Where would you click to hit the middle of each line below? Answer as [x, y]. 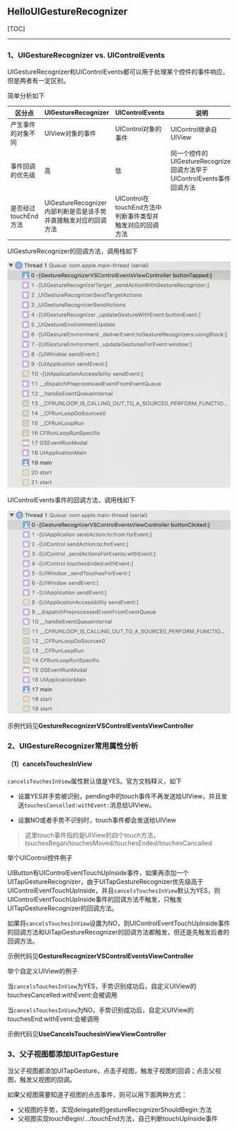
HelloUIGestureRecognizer [68, 12]
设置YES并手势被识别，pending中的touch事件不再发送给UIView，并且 [119, 796]
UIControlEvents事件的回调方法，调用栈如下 [72, 499]
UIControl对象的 [138, 129]
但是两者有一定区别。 [38, 81]
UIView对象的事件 [70, 133]
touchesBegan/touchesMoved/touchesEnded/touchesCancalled [118, 843]
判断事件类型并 [137, 216]
